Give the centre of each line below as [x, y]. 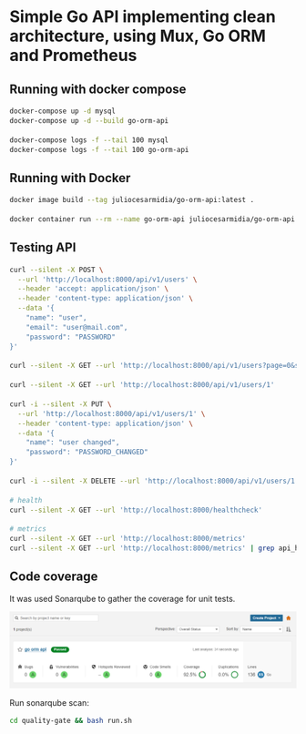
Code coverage [54, 577]
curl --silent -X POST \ [56, 270]
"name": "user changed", [73, 443]
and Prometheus [73, 56]
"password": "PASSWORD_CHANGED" [87, 453]
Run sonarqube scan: [49, 703]
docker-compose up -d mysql [63, 111]
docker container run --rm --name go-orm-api [97, 219]
